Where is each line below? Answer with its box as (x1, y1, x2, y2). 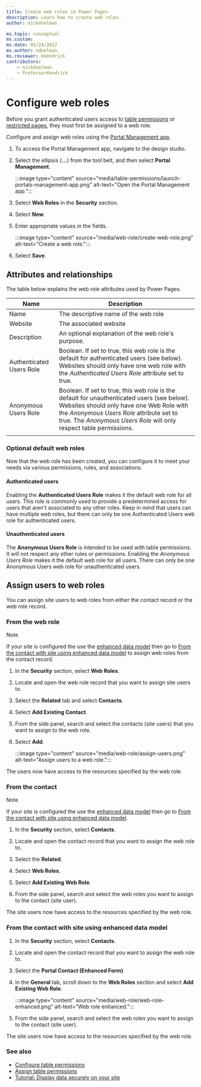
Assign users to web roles (6, 580, 105, 591)
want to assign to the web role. (14, 726, 92, 733)
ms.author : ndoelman (6, 47, 58, 54)
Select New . (14, 211, 45, 218)
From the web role (6, 618, 60, 626)
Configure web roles (6, 95, 109, 109)
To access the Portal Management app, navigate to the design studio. (14, 145, 187, 152)
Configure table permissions (14, 1061, 85, 1068)
